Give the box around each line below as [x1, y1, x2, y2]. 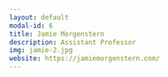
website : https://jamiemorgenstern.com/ [9, 54, 161, 63]
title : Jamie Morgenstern [9, 29, 104, 38]
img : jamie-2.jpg [9, 46, 73, 55]
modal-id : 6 [9, 21, 53, 30]
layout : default [9, 12, 69, 22]
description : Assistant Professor [9, 37, 137, 47]
